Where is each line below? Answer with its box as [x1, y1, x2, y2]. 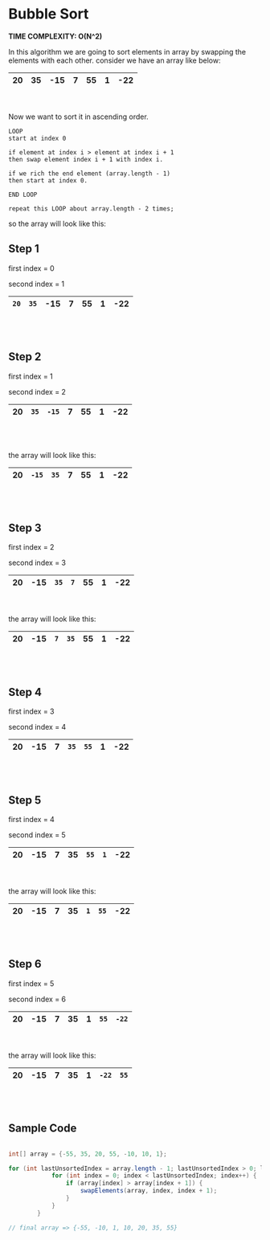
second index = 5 [8, 830, 66, 840]
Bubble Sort [8, 5, 89, 23]
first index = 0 [8, 263, 55, 273]
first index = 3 [8, 706, 55, 716]
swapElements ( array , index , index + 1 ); [80, 1187, 218, 1195]
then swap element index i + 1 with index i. [8, 155, 163, 163]
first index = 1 [8, 371, 54, 381]
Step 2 [8, 350, 42, 364]
